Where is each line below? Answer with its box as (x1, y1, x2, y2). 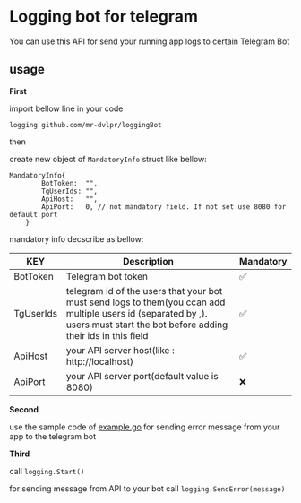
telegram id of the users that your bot (65, 284, 223, 297)
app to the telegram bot (9, 430, 97, 441)
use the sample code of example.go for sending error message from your (9, 421, 280, 432)
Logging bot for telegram (9, 6, 199, 27)
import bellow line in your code (9, 103, 124, 114)
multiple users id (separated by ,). (65, 307, 208, 319)
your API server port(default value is (65, 369, 219, 382)
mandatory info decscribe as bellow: (9, 233, 144, 244)
